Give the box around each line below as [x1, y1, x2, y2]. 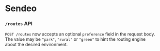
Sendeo [5, 3, 37, 14]
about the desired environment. [5, 42, 68, 48]
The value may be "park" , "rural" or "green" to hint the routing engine [5, 36, 146, 42]
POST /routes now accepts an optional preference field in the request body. [5, 31, 155, 37]
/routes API [5, 20, 32, 27]
